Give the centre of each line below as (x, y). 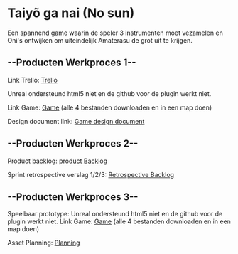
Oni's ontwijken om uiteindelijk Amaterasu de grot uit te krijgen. (100, 40)
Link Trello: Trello (33, 80)
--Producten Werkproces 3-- (73, 197)
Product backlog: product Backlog (58, 161)
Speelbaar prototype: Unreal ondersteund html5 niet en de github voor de (115, 214)
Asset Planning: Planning (44, 243)
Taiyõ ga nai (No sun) (71, 13)
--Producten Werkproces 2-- (73, 144)
